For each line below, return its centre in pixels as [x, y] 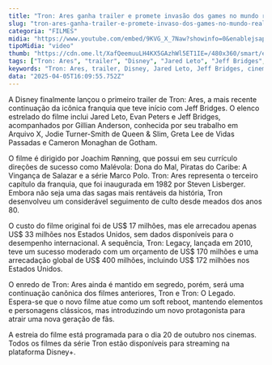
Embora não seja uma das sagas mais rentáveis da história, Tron [115, 192]
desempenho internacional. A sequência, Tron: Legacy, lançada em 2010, [131, 243]
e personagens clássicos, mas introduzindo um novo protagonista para [127, 310]
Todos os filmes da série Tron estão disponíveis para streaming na [119, 343]
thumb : [19, 54]
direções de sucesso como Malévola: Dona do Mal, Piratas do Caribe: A [128, 166]
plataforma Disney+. [42, 352]
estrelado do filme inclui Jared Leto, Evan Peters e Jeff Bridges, [115, 116]
